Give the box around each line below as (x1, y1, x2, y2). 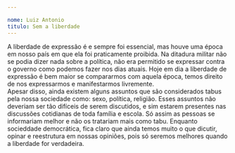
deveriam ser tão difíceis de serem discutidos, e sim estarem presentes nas (7, 102, 227, 110)
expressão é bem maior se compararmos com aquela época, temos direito (7, 72, 223, 81)
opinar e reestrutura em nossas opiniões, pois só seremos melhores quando (7, 131, 228, 140)
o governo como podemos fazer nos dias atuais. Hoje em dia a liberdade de (7, 65, 227, 73)
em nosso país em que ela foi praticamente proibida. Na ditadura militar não (7, 50, 227, 58)
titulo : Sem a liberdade (7, 22, 80, 30)
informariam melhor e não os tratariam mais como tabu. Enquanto (7, 117, 198, 125)
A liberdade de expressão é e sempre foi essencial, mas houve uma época (7, 42, 223, 51)
